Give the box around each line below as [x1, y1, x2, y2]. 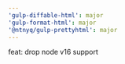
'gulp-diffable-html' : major [8, 11, 104, 20]
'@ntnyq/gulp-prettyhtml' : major [8, 26, 118, 34]
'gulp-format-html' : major [8, 19, 97, 27]
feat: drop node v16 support [8, 48, 98, 57]
